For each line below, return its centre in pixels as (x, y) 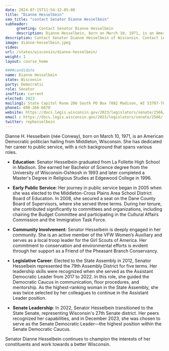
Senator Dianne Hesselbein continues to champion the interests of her (78, 339)
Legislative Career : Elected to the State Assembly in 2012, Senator (82, 260)
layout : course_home (27, 61)
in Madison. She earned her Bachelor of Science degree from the (80, 167)
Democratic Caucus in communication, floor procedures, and (76, 282)
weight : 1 (16, 57)
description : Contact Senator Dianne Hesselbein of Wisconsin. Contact (82, 38)
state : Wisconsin (23, 80)
